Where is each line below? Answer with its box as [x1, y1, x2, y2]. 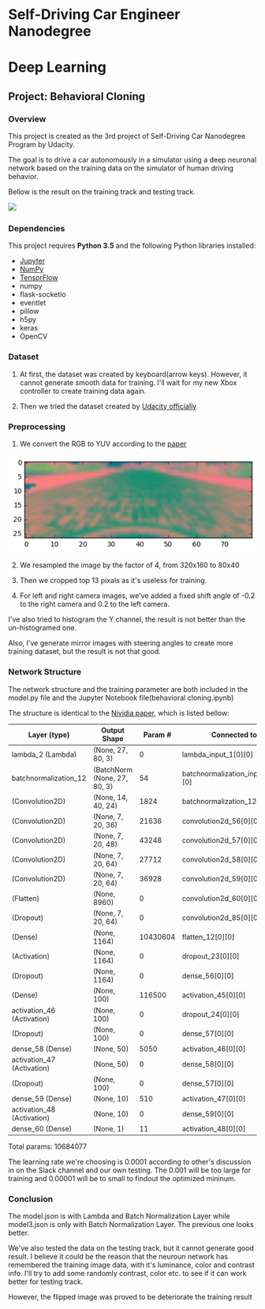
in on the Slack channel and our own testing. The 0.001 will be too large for [8, 1165, 251, 1175]
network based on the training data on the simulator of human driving [8, 163, 234, 173]
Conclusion [8, 1193, 54, 1204]
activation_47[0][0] [181, 1094, 246, 1103]
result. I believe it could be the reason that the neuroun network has [8, 1252, 229, 1262]
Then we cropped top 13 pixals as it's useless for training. [19, 576, 207, 585]
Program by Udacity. [8, 140, 75, 149]
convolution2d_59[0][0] [181, 874, 261, 884]
